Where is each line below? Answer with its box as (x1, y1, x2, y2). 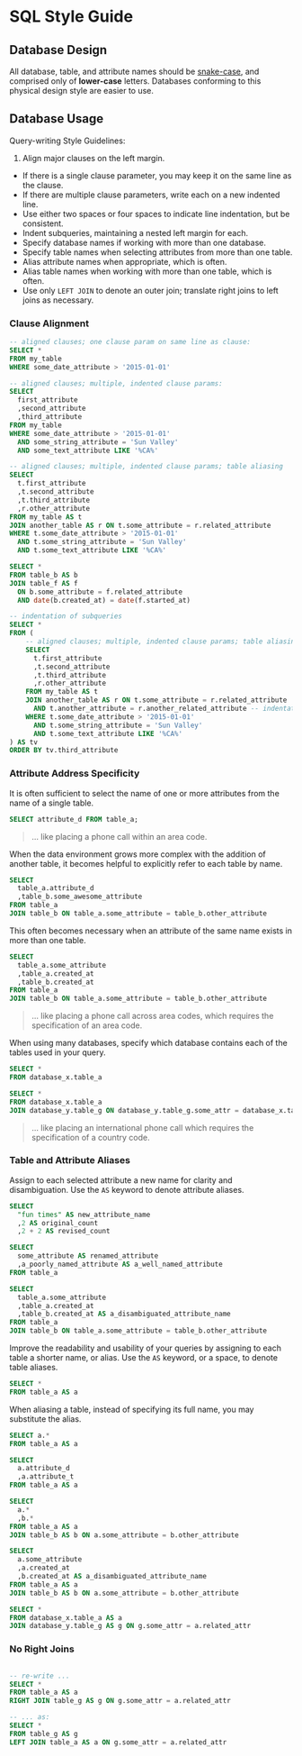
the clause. (22, 179, 64, 190)
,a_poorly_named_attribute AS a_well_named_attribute (17, 1260, 223, 1269)
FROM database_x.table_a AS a (9, 1613, 123, 1623)
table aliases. (9, 1362, 58, 1373)
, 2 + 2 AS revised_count (17, 1227, 111, 1236)
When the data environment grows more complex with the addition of (9, 849, 267, 860)
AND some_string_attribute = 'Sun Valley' (17, 437, 179, 447)
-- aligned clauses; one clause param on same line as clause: (9, 338, 252, 347)
